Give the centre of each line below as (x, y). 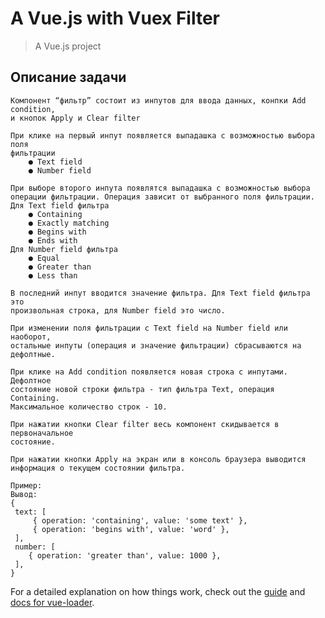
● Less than (53, 275)
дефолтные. (33, 354)
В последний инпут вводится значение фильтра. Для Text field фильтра (160, 293)
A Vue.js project (68, 46)
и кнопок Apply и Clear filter (75, 118)
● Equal (44, 258)
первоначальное (42, 433)
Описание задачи (68, 77)
